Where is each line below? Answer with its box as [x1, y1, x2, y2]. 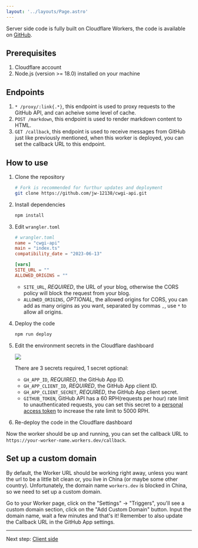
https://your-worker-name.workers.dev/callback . [6, 436, 127, 443]
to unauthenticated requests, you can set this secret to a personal [23, 401, 184, 408]
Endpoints [6, 87, 45, 97]
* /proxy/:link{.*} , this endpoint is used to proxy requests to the [14, 103, 176, 110]
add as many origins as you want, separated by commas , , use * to [23, 302, 187, 309]
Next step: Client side [6, 535, 58, 542]
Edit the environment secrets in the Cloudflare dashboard [14, 342, 154, 349]
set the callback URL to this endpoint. [14, 141, 106, 148]
